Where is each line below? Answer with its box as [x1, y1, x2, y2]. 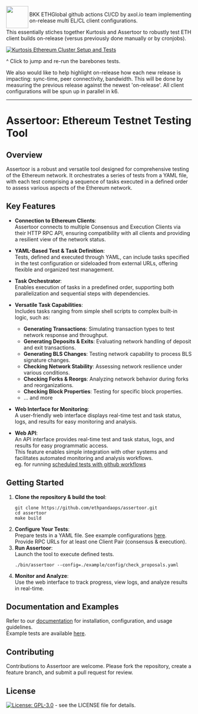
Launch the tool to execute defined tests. [14, 550, 114, 557]
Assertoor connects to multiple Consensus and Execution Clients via [14, 223, 181, 230]
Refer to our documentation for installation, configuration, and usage [6, 617, 173, 624]
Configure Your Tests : [14, 525, 70, 533]
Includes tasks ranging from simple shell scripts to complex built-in [14, 308, 178, 315]
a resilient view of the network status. [14, 236, 106, 243]
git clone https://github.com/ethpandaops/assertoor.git [14, 505, 158, 511]
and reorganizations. [23, 381, 74, 388]
